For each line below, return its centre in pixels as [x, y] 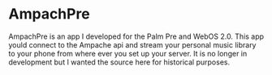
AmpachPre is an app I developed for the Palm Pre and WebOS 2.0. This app [136, 36]
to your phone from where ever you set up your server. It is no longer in [128, 53]
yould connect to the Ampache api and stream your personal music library [132, 44]
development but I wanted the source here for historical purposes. [119, 62]
